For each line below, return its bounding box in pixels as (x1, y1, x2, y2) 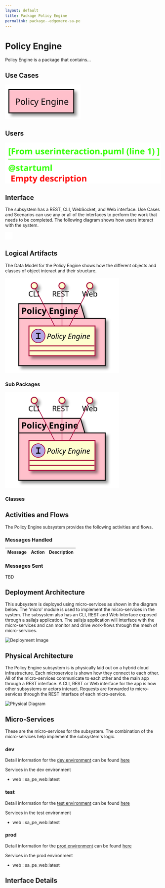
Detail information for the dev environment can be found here (5, 757, 130, 763)
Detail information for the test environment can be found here (5, 800, 130, 806)
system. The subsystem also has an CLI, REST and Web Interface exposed (5, 612, 157, 618)
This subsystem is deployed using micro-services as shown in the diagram (5, 601, 157, 607)
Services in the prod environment (5, 852, 73, 858)
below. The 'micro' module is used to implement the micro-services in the (5, 606, 155, 612)
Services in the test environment (5, 810, 71, 816)
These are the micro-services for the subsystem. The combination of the (5, 728, 153, 734)
